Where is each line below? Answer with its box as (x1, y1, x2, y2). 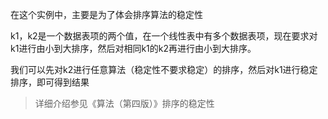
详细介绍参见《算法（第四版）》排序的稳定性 (34, 98, 215, 109)
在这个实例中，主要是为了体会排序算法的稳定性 (10, 9, 203, 20)
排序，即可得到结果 (10, 76, 90, 88)
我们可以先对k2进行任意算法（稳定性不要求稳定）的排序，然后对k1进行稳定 (10, 64, 318, 75)
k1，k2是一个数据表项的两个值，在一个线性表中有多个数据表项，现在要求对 (10, 30, 318, 42)
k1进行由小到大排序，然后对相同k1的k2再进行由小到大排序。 (10, 43, 257, 54)
